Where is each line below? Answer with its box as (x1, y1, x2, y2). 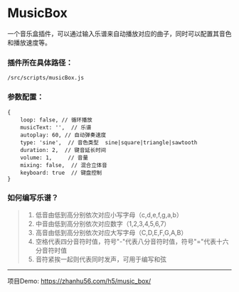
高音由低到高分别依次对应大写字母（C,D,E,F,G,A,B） (35, 228, 188, 237)
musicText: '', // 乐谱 (20, 124, 92, 131)
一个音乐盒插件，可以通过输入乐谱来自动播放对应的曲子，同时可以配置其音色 (7, 29, 232, 38)
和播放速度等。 (7, 38, 51, 47)
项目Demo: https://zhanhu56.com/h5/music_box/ (7, 276, 152, 285)
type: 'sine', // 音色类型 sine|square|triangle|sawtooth (20, 139, 198, 146)
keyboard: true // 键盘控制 (20, 169, 102, 176)
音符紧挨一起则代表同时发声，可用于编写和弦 (35, 254, 167, 264)
